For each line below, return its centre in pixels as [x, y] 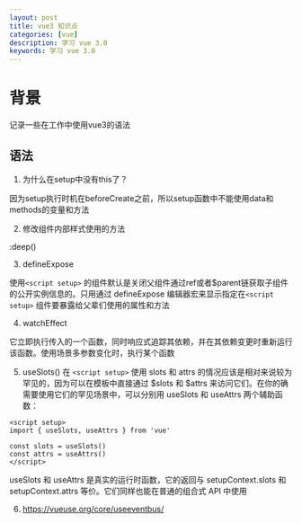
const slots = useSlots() [58, 446]
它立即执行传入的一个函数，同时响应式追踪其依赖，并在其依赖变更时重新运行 [151, 341]
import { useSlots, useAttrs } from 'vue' [90, 430]
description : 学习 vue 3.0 [58, 43]
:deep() [23, 246]
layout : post [34, 18]
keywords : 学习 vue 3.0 [53, 51]
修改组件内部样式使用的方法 [74, 228]
